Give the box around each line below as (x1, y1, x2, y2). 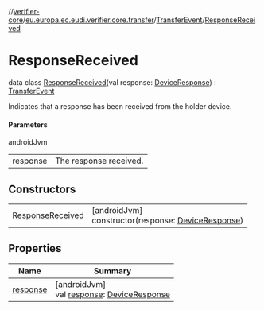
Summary (94, 265, 132, 277)
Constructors (8, 182, 76, 196)
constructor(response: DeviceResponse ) (91, 215, 244, 226)
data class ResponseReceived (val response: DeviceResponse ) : (8, 77, 216, 87)
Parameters (8, 119, 48, 130)
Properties (8, 242, 62, 255)
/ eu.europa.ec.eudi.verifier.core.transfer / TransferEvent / (22, 15, 205, 25)
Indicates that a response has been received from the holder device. (8, 101, 232, 110)
